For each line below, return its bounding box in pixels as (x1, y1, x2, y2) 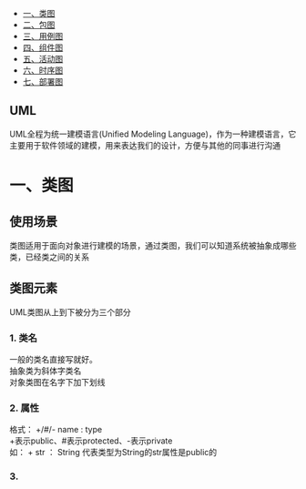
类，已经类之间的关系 (9, 251, 89, 262)
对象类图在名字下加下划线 (9, 376, 106, 387)
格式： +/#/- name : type (9, 424, 103, 435)
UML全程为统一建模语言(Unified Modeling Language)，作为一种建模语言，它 (9, 128, 297, 139)
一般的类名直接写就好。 (9, 353, 97, 364)
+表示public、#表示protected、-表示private (9, 435, 173, 446)
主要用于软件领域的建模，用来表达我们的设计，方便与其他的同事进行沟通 (9, 139, 280, 150)
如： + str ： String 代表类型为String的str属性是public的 (9, 447, 218, 458)
